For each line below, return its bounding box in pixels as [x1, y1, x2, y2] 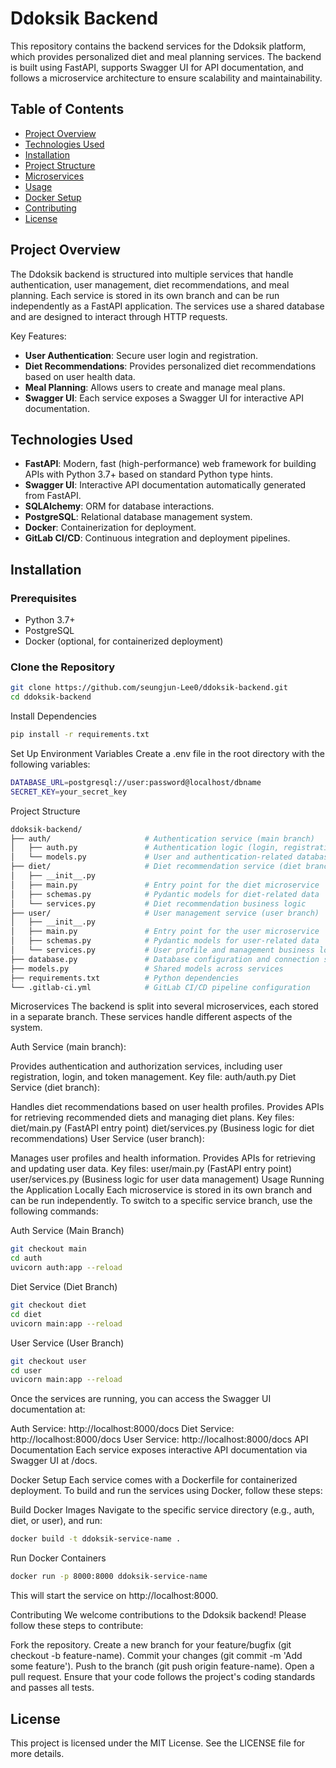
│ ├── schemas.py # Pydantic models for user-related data [10, 936, 320, 946]
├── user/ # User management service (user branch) [10, 908, 320, 918]
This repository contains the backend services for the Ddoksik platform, [10, 40, 307, 52]
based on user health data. [24, 370, 136, 382]
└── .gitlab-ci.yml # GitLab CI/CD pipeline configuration [10, 982, 311, 992]
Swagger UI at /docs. [10, 1455, 98, 1467]
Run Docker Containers [10, 1552, 107, 1564]
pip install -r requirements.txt [10, 730, 150, 740]
